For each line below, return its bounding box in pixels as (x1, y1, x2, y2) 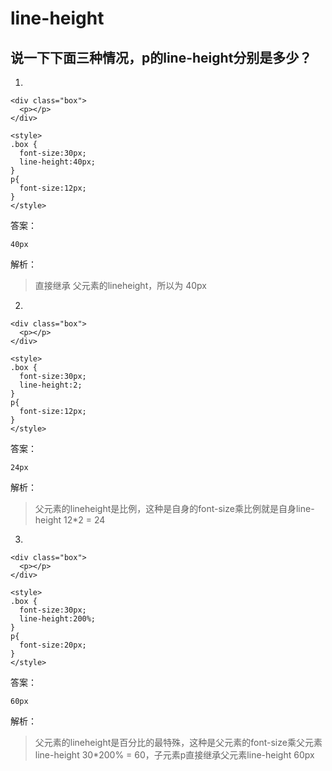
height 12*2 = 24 (34, 514, 106, 526)
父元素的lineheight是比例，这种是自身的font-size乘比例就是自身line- (34, 503, 315, 514)
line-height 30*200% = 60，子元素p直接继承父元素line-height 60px (34, 749, 315, 761)
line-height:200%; (19, 614, 97, 624)
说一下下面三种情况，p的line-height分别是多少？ (10, 49, 313, 66)
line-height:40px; (19, 157, 97, 167)
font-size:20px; (19, 640, 87, 650)
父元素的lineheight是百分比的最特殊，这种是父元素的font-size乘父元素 (34, 737, 323, 748)
